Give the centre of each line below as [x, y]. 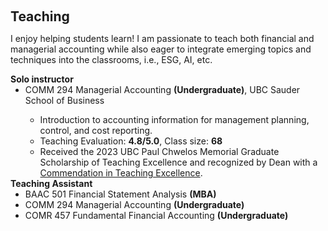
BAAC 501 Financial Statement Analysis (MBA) [120, 194]
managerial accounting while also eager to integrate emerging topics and [161, 49]
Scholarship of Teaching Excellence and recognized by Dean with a [178, 162]
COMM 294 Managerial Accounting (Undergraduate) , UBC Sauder [162, 89]
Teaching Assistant [51, 183]
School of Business [64, 100]
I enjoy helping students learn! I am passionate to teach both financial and [162, 38]
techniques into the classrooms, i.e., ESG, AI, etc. [111, 59]
